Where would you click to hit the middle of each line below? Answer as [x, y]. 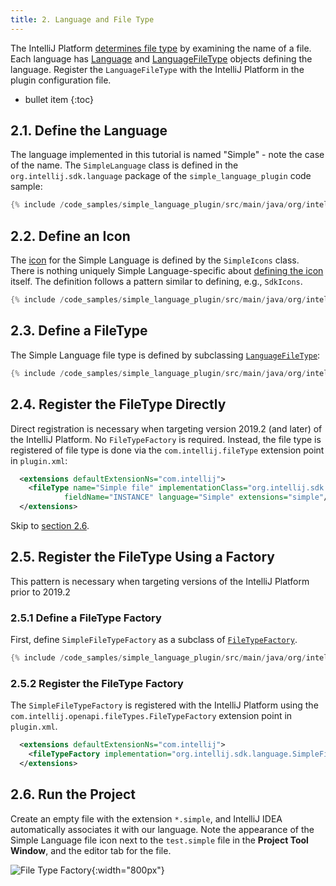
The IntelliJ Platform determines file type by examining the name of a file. [161, 48]
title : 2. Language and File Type [82, 19]
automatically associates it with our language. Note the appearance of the [162, 829]
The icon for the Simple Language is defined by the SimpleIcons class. [155, 260]
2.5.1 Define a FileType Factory [86, 618]
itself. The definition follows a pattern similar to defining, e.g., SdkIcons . [156, 282]
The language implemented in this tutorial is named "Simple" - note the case [167, 155]
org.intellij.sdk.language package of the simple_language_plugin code [161, 176]
